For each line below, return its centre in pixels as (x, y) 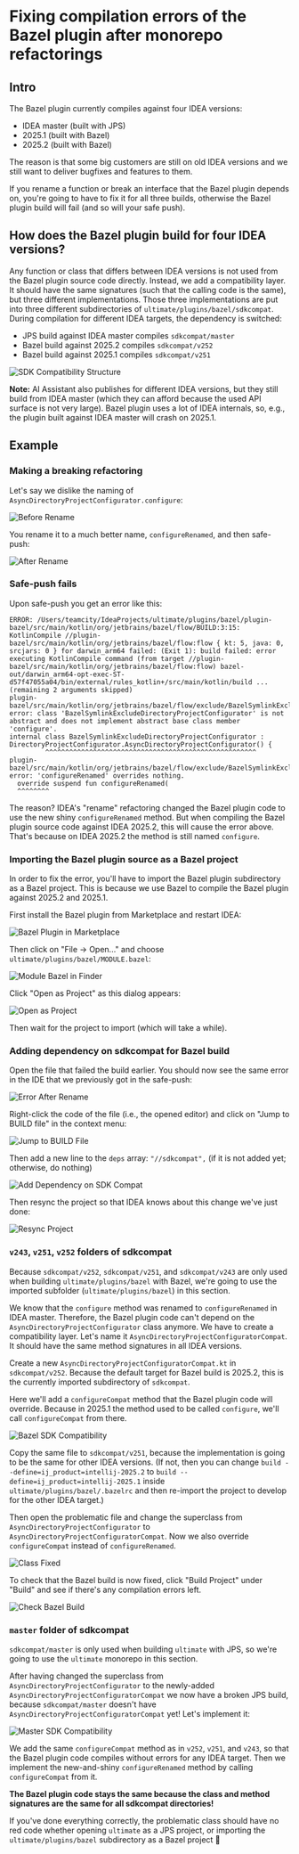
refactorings (56, 54)
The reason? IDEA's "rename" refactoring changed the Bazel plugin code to (148, 807)
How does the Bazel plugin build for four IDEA (138, 236)
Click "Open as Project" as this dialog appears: (95, 993)
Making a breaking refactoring (76, 471)
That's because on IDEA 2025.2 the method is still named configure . (135, 836)
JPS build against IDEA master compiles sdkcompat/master (128, 335)
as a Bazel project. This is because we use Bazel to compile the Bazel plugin (149, 888)
